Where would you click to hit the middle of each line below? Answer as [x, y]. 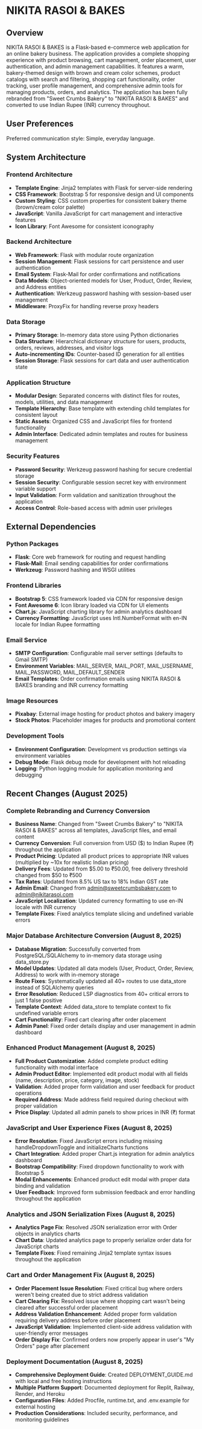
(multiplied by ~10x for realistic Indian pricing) [72, 863]
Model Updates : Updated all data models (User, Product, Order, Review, [104, 968]
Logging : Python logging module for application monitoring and [94, 768]
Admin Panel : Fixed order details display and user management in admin [105, 1025]
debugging [28, 775]
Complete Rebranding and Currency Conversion [78, 811]
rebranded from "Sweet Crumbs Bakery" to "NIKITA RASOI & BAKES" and [97, 98]
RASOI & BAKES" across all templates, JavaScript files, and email [96, 831]
